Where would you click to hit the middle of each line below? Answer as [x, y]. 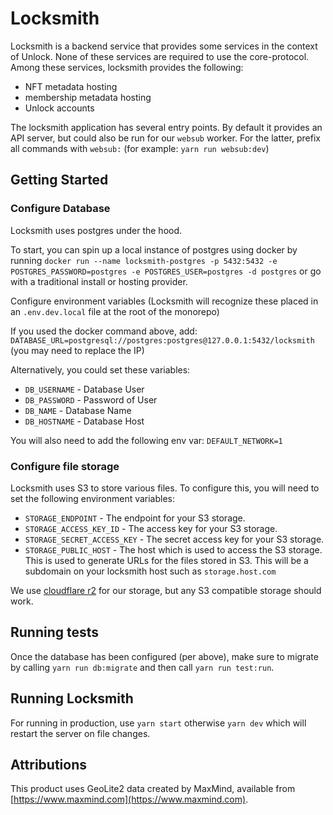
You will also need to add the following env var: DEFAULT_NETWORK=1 [146, 440]
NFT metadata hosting [71, 86]
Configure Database [60, 209]
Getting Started [59, 180]
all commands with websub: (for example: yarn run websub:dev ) [140, 148]
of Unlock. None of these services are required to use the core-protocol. [160, 56]
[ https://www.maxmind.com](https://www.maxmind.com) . [129, 799]
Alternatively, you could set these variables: [100, 369]
